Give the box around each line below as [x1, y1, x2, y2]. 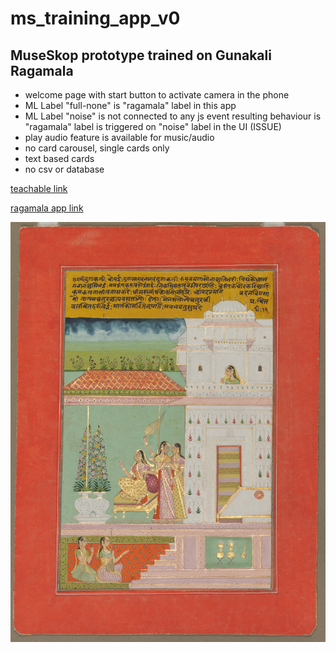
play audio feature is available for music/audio [24, 132, 215, 143]
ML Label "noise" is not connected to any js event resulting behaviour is [24, 110, 322, 122]
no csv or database [24, 163, 105, 175]
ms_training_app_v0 [10, 7, 181, 30]
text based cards [24, 153, 95, 164]
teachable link [10, 183, 68, 194]
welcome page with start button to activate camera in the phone [24, 89, 290, 101]
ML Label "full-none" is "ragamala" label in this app [24, 100, 237, 111]
